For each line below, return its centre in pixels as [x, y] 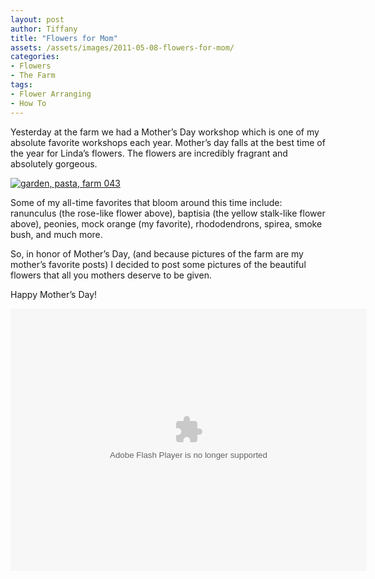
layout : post [37, 19]
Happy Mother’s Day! [54, 294]
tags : [21, 85]
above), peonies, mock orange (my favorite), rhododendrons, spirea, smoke [166, 223]
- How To [28, 103]
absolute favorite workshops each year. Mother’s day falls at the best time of [168, 142]
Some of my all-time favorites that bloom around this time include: [146, 202]
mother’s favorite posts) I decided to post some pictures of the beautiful [158, 264]
